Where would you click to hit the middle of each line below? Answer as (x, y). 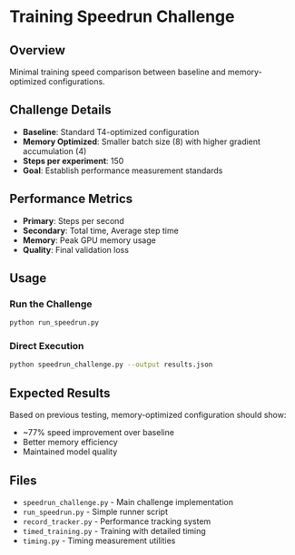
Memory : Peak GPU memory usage (89, 240)
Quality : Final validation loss (76, 249)
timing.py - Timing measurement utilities (99, 540)
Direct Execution (47, 346)
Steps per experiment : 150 (73, 161)
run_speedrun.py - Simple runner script (95, 511)
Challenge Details (60, 110)
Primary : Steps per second (73, 220)
